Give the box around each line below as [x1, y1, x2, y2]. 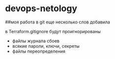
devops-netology [5, 3, 78, 14]
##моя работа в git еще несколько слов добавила [5, 19, 111, 25]
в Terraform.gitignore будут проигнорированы [5, 28, 101, 34]
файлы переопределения [12, 48, 65, 54]
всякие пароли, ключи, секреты [12, 43, 80, 49]
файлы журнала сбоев [12, 38, 60, 44]
